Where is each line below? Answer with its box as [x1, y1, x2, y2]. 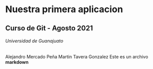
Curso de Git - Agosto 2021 [5, 24, 93, 32]
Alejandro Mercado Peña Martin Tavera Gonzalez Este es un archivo [5, 53, 148, 59]
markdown [5, 59, 29, 65]
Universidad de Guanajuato [5, 38, 64, 44]
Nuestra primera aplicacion [5, 4, 123, 15]
